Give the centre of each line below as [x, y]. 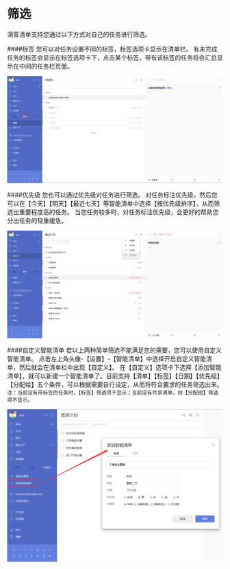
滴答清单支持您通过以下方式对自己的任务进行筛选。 [79, 34]
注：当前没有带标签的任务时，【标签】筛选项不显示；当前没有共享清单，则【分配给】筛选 [113, 393]
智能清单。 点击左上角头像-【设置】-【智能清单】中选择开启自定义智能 [107, 358]
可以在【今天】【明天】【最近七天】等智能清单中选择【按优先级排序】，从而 [111, 204]
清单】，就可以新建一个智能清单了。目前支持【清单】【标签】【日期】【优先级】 [115, 375]
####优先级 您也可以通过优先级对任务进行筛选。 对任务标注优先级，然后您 [112, 195]
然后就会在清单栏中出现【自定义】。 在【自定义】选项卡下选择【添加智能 [120, 367]
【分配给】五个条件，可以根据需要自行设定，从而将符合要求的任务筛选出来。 [115, 384]
